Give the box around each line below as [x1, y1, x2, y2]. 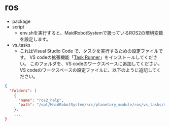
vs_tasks [12, 42, 31, 48]
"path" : [18, 102, 35, 108]
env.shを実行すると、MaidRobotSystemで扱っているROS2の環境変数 [19, 29, 163, 36]
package [12, 18, 31, 24]
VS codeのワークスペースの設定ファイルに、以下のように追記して [19, 67, 157, 73]
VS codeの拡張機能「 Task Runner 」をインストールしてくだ [29, 54, 153, 60]
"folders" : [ [9, 88, 37, 93]
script [12, 23, 25, 29]
